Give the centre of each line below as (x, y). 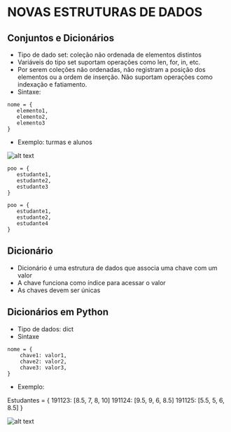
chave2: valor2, (44, 361)
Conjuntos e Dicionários (61, 38)
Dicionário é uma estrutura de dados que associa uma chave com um (118, 268)
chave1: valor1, (44, 355)
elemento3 (31, 123)
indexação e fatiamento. (52, 84)
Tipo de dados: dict (45, 329)
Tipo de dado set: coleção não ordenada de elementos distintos (109, 55)
